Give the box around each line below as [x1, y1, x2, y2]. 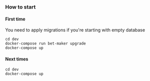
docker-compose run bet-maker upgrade [5, 41, 86, 46]
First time [5, 16, 26, 22]
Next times [5, 56, 28, 62]
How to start [5, 3, 36, 10]
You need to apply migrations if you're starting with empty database [5, 27, 145, 33]
